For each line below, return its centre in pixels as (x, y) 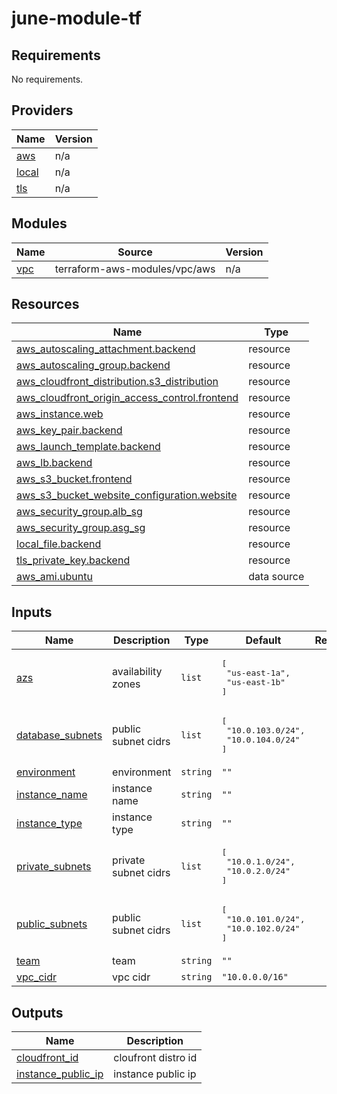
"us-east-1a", (258, 673)
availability (137, 672)
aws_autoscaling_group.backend (93, 365)
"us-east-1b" (256, 682)
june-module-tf (76, 18)
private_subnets (54, 867)
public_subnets (52, 924)
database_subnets (59, 735)
